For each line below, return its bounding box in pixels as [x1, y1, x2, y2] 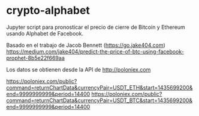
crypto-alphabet [6, 4, 90, 17]
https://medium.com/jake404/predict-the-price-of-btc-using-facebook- [6, 47, 185, 55]
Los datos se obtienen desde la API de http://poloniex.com [6, 66, 151, 73]
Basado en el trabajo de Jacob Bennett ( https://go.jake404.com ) [6, 41, 166, 49]
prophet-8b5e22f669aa [6, 54, 65, 61]
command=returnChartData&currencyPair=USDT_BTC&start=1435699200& [6, 97, 193, 104]
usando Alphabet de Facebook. [6, 29, 84, 37]
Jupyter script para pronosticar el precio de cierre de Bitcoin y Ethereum [6, 23, 186, 31]
